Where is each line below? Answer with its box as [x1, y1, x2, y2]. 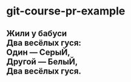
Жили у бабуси [6, 28, 67, 39]
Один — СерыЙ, [6, 47, 71, 57]
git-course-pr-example [6, 4, 126, 18]
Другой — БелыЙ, [6, 56, 78, 67]
